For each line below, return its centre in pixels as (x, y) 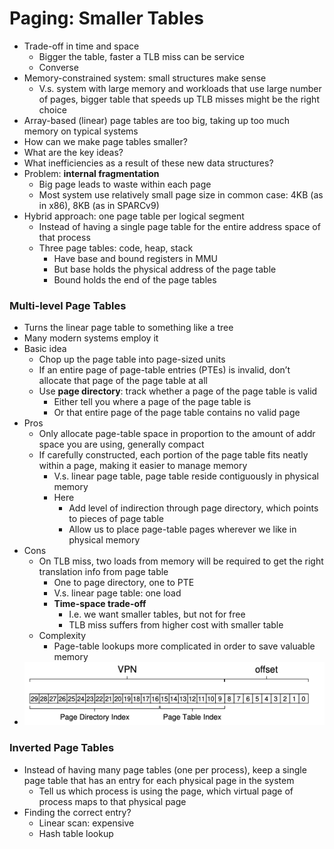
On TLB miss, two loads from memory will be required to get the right (181, 561)
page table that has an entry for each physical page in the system (159, 780)
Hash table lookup (76, 833)
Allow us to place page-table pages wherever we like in (182, 529)
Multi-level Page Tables (68, 305)
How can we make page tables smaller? (105, 141)
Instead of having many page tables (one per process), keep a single (165, 769)
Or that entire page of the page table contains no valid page (177, 413)
